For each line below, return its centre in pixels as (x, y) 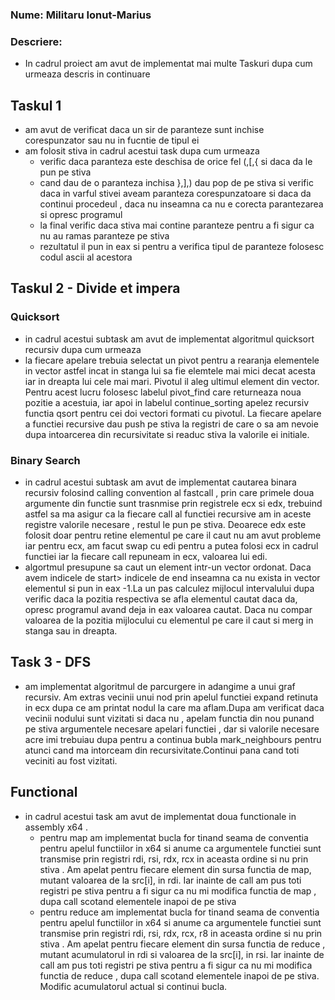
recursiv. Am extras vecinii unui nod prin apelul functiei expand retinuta (171, 697)
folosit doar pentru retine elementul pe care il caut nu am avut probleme (173, 535)
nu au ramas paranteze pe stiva (104, 236)
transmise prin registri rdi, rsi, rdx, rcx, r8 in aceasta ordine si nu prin (181, 933)
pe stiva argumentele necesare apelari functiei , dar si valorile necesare (172, 729)
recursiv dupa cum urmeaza (83, 349)
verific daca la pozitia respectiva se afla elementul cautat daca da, (161, 599)
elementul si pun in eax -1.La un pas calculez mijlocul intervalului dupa (169, 589)
